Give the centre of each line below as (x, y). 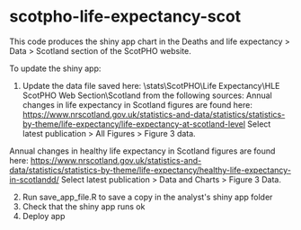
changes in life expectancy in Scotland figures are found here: (137, 104)
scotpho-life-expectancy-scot (125, 17)
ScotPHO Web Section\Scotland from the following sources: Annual (147, 95)
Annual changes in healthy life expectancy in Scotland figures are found (142, 151)
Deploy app (44, 216)
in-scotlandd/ (35, 179)
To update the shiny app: (55, 68)
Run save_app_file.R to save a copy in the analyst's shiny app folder (147, 197)
